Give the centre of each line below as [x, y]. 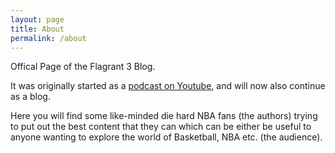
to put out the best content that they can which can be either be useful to [161, 127]
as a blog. [30, 97]
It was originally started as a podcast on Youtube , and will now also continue [168, 86]
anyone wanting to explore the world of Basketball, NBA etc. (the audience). [166, 137]
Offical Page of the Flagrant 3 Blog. [83, 67]
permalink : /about [48, 38]
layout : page [37, 19]
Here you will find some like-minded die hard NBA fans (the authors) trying [164, 116]
